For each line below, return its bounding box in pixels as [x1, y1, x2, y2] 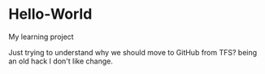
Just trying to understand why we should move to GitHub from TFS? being [8, 47, 258, 57]
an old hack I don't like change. [8, 56, 114, 66]
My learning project [8, 32, 75, 41]
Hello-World [8, 5, 93, 24]
